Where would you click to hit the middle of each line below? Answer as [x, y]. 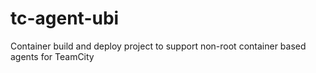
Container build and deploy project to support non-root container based [158, 46]
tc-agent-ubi [65, 18]
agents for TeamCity [52, 56]
